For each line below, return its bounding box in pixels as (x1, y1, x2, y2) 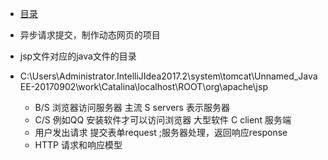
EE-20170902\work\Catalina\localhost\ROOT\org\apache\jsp (19, 81, 268, 92)
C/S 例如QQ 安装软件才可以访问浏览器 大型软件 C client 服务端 (34, 114, 292, 126)
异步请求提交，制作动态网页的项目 (19, 29, 161, 41)
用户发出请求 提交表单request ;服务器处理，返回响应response (34, 127, 288, 138)
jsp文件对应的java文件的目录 (19, 50, 137, 62)
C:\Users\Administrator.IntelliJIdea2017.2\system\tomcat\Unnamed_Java (19, 70, 318, 82)
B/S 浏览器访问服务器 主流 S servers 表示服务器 (34, 102, 230, 113)
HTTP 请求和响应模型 (34, 139, 123, 151)
